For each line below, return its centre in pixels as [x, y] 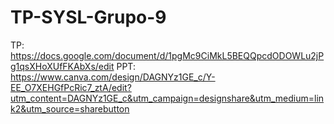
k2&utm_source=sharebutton [70, 108]
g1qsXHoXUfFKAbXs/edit [62, 66]
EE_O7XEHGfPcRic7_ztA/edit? [71, 87]
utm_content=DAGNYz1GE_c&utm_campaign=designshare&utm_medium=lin [167, 98]
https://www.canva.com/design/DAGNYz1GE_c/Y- [113, 77]
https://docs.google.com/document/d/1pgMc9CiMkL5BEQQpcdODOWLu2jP [167, 55]
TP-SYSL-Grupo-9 [88, 17]
